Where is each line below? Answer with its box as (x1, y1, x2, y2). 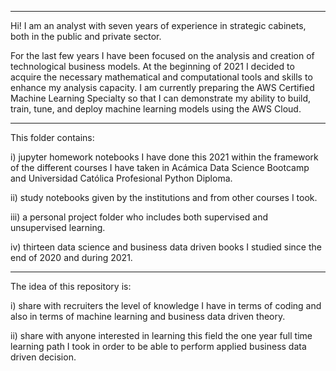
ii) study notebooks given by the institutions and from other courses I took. (10, 192, 318, 203)
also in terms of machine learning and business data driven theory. (10, 311, 286, 322)
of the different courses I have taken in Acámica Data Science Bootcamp (10, 162, 310, 173)
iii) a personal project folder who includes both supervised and (10, 211, 268, 223)
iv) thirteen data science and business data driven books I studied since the (10, 241, 322, 253)
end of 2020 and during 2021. (10, 252, 133, 263)
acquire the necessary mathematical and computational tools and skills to (10, 71, 313, 83)
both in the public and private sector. (10, 31, 162, 42)
